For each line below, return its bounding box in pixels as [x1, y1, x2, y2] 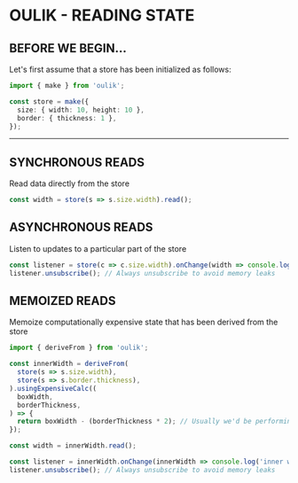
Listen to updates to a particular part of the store [9, 243, 187, 253]
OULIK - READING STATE [9, 5, 195, 26]
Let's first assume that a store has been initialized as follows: [9, 64, 232, 74]
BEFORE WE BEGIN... [9, 41, 127, 56]
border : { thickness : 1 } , [17, 113, 117, 122]
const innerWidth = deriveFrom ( [9, 360, 129, 369]
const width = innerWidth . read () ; [9, 441, 137, 450]
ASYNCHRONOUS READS [9, 220, 153, 235]
